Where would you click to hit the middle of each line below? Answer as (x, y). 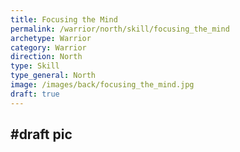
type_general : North (53, 76)
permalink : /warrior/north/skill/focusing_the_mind (120, 29)
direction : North (46, 57)
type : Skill (35, 66)
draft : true (35, 94)
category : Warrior (48, 47)
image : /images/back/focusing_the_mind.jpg (102, 85)
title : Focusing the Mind (64, 19)
